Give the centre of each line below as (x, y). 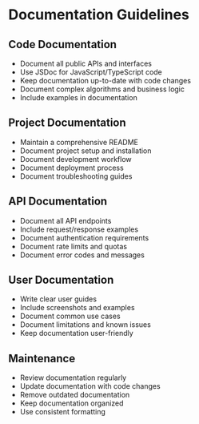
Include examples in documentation (78, 97)
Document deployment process (72, 168)
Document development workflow (76, 159)
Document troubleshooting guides (76, 176)
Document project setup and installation (86, 151)
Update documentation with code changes (90, 386)
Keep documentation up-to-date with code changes (105, 81)
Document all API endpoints (66, 220)
